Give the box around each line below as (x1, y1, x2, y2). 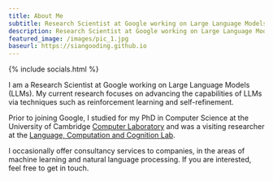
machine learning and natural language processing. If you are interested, (8, 155, 252, 165)
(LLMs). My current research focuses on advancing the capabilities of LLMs (8, 88, 262, 98)
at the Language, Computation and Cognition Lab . (8, 131, 176, 140)
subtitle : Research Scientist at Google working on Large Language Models (8, 19, 267, 28)
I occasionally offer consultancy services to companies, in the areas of (8, 146, 245, 156)
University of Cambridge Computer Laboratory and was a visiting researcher (8, 122, 265, 131)
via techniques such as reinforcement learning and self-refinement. (8, 97, 234, 107)
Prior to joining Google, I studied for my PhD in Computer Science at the (8, 113, 249, 123)
